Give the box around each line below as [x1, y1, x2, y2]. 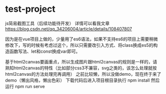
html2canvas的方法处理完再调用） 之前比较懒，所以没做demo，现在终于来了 [5, 71, 162, 77]
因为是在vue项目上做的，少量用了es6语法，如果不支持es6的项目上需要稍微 [5, 36, 158, 42]
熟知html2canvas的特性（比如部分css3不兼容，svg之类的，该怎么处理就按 [5, 65, 157, 71]
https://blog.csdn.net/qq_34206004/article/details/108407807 [5, 26, 132, 31]
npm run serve [14, 83, 45, 89]
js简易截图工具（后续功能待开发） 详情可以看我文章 [5, 20, 110, 26]
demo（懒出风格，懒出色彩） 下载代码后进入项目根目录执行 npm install [5, 77, 150, 83]
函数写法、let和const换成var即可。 [9, 48, 80, 54]
